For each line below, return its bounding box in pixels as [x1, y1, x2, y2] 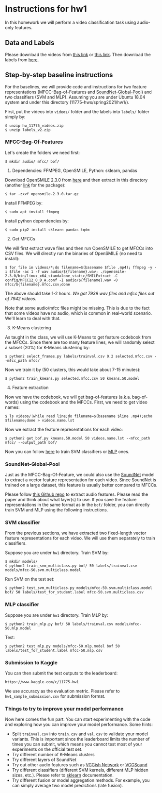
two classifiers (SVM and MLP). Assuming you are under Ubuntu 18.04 [5, 94, 146, 100]
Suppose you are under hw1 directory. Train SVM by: [5, 550, 109, 556]
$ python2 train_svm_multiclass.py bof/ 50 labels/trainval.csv [5, 563, 137, 569]
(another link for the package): [5, 182, 66, 188]
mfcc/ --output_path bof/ [5, 440, 57, 445]
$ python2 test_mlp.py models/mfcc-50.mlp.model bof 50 [5, 643, 120, 649]
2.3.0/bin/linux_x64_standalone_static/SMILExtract [5, 273, 111, 278]
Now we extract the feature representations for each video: [5, 426, 123, 432]
